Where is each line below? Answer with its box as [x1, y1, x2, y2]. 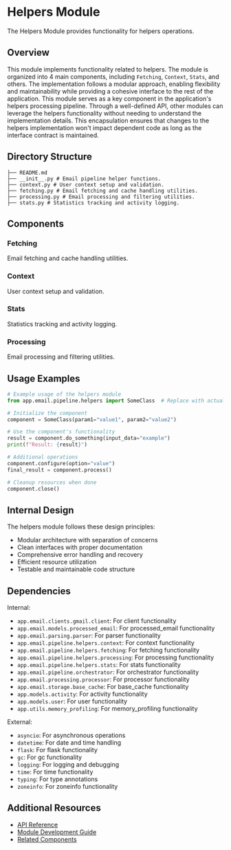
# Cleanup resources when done [7, 479, 97, 486]
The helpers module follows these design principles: [7, 522, 155, 531]
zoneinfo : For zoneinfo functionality [16, 783, 118, 791]
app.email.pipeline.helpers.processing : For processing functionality [16, 653, 214, 661]
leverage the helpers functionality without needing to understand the [7, 109, 201, 117]
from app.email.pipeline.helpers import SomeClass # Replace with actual [7, 397, 226, 404]
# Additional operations [7, 454, 78, 461]
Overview [7, 47, 50, 59]
